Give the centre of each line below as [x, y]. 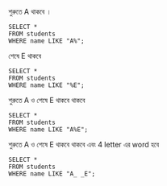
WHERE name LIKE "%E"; [46, 85]
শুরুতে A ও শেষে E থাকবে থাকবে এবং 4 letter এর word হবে [84, 145]
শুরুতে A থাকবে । [30, 12]
